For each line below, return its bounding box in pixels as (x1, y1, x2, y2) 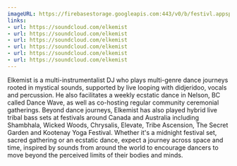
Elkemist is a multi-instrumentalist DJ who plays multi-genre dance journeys (7, 76, 229, 84)
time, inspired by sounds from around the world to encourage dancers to (7, 143, 219, 152)
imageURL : (7, 10, 37, 18)
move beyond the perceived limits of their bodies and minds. (7, 150, 183, 159)
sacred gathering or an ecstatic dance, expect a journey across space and (7, 136, 224, 144)
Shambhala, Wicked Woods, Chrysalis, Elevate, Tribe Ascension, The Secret (7, 121, 229, 129)
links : (7, 17, 27, 24)
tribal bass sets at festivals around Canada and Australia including (7, 113, 200, 121)
